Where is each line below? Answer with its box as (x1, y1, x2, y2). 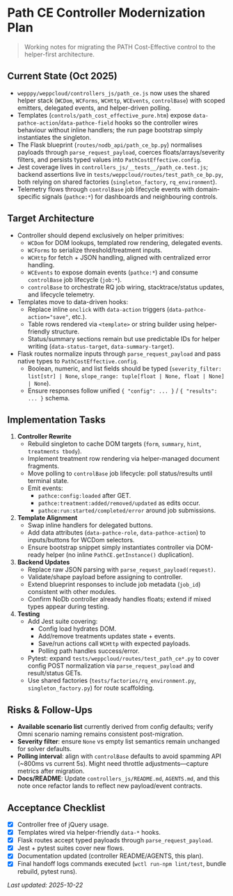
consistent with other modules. (27, 588, 117, 596)
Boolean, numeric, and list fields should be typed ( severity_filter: (27, 364, 222, 372)
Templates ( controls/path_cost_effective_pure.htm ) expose (17, 111, 191, 119)
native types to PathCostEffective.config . (17, 356, 139, 365)
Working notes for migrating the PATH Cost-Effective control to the (24, 42, 216, 51)
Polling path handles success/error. (38, 647, 140, 655)
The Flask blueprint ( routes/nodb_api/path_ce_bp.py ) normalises (17, 141, 203, 149)
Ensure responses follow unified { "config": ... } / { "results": (27, 386, 218, 395)
